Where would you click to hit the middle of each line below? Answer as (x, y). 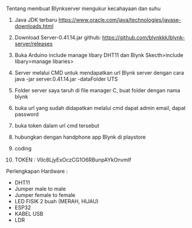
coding (23, 148)
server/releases (33, 44)
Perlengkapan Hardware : (37, 171)
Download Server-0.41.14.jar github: (58, 37)
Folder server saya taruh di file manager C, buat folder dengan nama (97, 90)
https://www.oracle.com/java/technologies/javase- (120, 20)
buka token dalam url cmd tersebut (57, 125)
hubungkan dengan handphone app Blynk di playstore (80, 137)
